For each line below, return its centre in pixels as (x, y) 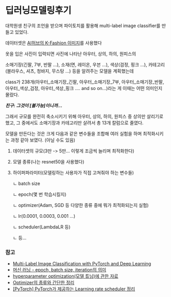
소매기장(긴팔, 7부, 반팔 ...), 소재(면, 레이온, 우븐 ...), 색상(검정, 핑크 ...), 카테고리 (85, 64)
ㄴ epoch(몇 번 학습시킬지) (39, 194)
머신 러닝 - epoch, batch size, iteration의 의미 (59, 270)
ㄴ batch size (26, 183)
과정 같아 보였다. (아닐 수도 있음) (43, 140)
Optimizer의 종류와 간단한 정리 (44, 283)
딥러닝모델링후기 (38, 10)
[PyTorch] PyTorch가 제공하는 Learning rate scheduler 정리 (74, 289)
